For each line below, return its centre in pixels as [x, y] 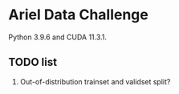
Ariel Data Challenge [78, 15]
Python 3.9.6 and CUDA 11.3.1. [57, 37]
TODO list [33, 62]
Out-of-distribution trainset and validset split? [95, 81]
